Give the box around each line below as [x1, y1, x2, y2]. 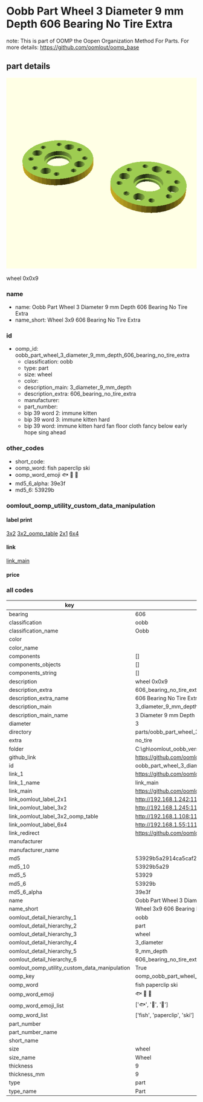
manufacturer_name [8, 846, 59, 854]
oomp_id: [14, 345, 39, 353]
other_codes [6, 444, 44, 453]
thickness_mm [8, 1070, 45, 1078]
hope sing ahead [24, 429, 66, 436]
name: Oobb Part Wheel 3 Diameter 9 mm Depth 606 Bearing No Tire [14, 304, 188, 311]
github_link [8, 753, 36, 761]
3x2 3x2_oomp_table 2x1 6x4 [6, 529, 79, 537]
